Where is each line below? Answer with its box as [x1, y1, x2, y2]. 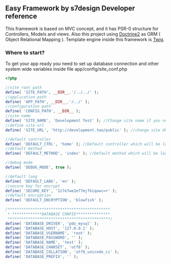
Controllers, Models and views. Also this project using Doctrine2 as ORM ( [5, 31, 161, 37]
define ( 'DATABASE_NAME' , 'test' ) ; [5, 240, 83, 245]
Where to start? [5, 49, 45, 56]
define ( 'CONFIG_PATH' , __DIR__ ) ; [5, 109, 81, 114]
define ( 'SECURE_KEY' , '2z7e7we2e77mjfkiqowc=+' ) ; [5, 188, 117, 193]
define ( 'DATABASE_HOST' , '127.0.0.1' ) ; [5, 226, 95, 231]
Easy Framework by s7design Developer [5, 4, 135, 13]
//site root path [5, 85, 42, 90]
